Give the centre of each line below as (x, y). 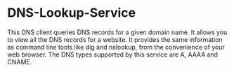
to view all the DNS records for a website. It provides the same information (115, 39)
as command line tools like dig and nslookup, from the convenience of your (116, 47)
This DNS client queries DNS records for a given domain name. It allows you (117, 32)
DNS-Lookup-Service (71, 13)
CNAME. (20, 62)
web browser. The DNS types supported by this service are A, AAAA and (113, 55)
